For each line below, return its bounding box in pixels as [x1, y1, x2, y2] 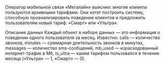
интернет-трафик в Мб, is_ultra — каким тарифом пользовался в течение [5, 50, 160, 56]
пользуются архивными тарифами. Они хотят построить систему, [5, 9, 144, 15]
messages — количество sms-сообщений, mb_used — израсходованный [5, 45, 159, 51]
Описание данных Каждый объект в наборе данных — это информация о [5, 30, 161, 35]
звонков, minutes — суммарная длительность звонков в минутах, [5, 40, 144, 46]
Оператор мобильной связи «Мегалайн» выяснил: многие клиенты [5, 4, 147, 10]
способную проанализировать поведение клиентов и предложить [5, 15, 146, 20]
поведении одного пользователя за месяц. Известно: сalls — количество [5, 34, 161, 40]
